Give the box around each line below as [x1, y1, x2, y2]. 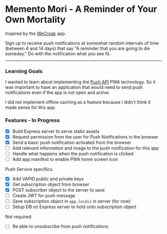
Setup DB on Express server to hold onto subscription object [12, 204, 137, 210]
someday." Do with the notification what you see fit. [5, 51, 111, 57]
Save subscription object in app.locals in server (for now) [12, 198, 131, 204]
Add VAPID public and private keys [12, 175, 84, 182]
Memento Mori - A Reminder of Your [5, 3, 158, 15]
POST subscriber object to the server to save [12, 187, 105, 193]
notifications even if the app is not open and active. [5, 89, 110, 95]
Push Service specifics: [5, 166, 54, 172]
